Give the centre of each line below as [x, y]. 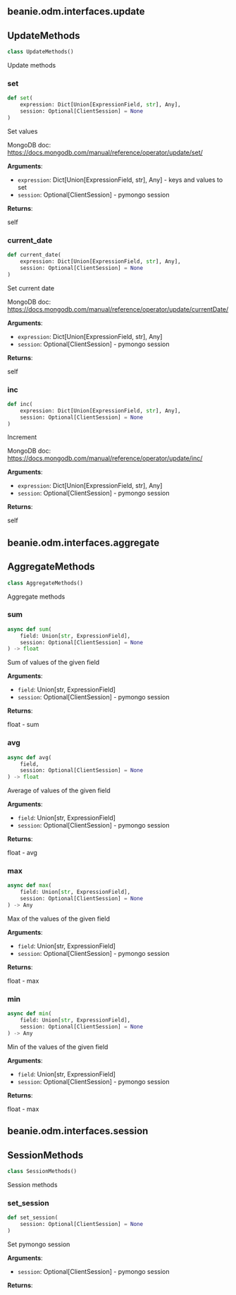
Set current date [31, 288]
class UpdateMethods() [41, 52]
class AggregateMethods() [45, 583]
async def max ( [30, 885]
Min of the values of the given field [58, 1047]
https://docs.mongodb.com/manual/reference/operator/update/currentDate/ [118, 309]
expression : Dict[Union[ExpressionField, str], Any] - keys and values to [120, 180]
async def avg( [30, 757]
